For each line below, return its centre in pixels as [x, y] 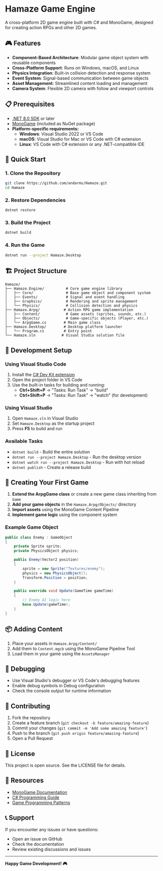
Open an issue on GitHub [37, 839]
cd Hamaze [15, 188]
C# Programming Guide [36, 797]
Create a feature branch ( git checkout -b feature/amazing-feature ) [81, 723]
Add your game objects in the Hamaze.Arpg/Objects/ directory [74, 504]
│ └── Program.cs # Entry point [49, 331]
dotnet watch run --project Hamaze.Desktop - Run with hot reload [78, 462]
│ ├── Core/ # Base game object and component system [78, 293]
